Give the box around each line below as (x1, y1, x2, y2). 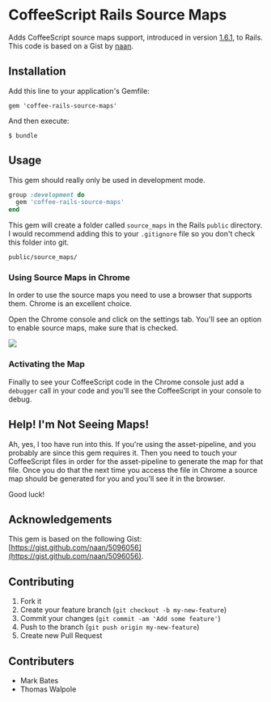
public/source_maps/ (8, 253, 78, 262)
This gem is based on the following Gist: (8, 534, 142, 544)
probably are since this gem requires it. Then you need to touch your (8, 448, 237, 457)
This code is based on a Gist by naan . (8, 40, 134, 50)
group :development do (8, 190, 85, 199)
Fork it (19, 597, 42, 606)
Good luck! (8, 489, 45, 499)
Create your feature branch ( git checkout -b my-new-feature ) (19, 605, 227, 615)
